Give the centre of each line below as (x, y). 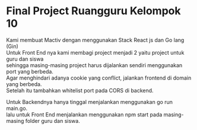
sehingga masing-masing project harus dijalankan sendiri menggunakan (94, 65)
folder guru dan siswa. (53, 121)
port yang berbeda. (30, 71)
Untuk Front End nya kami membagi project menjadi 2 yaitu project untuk (95, 52)
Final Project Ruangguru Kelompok (93, 11)
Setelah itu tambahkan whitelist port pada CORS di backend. (80, 90)
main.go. (17, 108)
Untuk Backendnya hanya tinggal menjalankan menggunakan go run (90, 102)
